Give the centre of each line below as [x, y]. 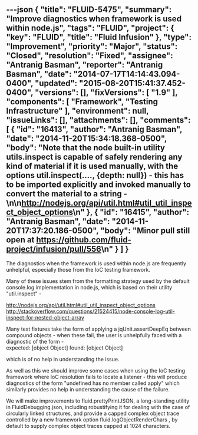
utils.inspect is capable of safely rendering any [94, 157]
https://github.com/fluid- [84, 240]
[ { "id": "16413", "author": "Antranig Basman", [94, 129]
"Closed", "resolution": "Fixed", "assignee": [90, 56]
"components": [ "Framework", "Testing [82, 102]
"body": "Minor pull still [145, 231]
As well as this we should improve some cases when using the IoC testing [96, 370]
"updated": [56, 83]
